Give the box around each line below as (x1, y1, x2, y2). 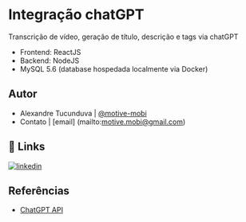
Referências (8, 184, 70, 197)
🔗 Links (8, 140, 46, 154)
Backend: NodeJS (19, 56, 80, 65)
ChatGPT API (19, 205, 64, 215)
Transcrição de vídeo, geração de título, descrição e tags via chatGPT (8, 32, 239, 41)
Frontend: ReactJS (19, 47, 81, 56)
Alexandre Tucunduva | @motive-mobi (19, 108, 148, 118)
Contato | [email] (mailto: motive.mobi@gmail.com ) (19, 117, 186, 127)
